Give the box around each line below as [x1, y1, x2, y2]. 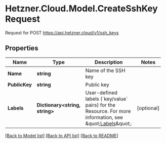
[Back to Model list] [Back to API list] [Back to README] [5, 133, 119, 139]
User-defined [85, 89, 118, 96]
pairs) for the [85, 102, 116, 108]
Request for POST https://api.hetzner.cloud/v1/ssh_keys [5, 30, 119, 36]
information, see [85, 114, 124, 121]
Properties [5, 44, 39, 52]
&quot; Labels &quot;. [85, 120, 132, 127]
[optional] [136, 105, 160, 111]
